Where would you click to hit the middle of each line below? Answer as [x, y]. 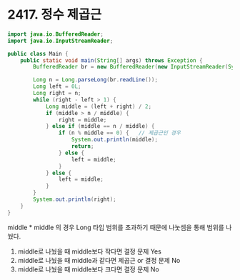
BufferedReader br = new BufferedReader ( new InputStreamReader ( [131, 67]
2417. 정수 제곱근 [55, 15]
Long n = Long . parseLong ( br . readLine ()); [96, 80]
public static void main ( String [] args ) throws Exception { [111, 60]
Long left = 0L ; [57, 86]
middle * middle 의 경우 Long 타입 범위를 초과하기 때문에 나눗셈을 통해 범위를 [116, 227]
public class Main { [38, 54]
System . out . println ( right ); [75, 200]
